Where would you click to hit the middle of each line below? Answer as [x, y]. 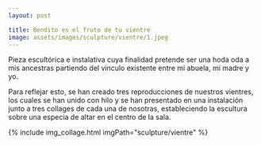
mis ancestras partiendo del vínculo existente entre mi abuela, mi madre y [129, 68]
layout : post [30, 15]
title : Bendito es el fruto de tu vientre [79, 30]
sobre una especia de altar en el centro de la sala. [90, 117]
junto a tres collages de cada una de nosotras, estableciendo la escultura [128, 109]
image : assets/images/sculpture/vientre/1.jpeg [88, 37]
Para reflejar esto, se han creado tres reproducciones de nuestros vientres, [131, 92]
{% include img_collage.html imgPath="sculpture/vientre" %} [108, 132]
